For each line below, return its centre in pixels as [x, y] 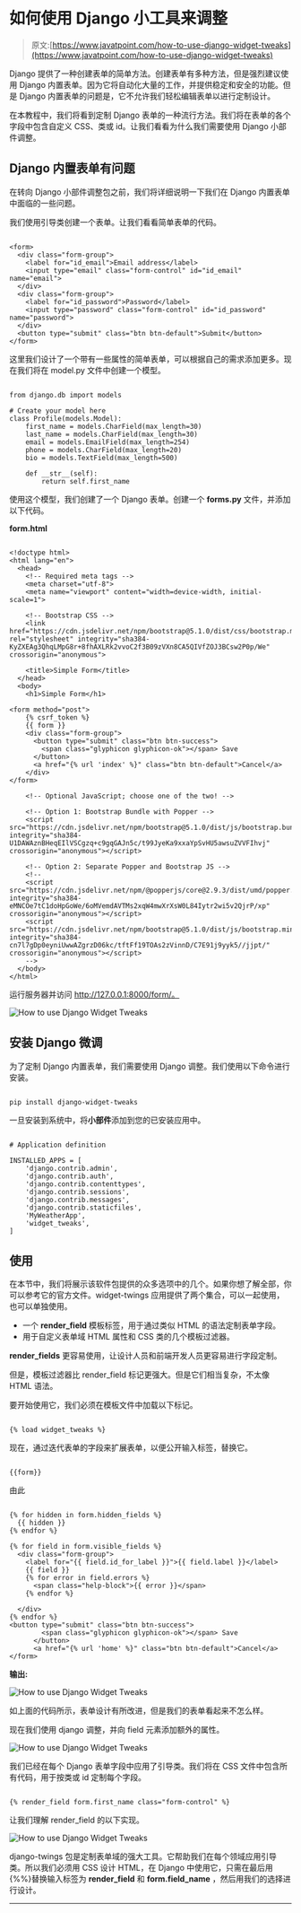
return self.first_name [86, 481]
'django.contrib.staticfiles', [84, 1208]
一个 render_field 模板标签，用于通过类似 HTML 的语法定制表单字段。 [151, 1325]
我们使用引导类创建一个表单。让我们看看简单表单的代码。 [115, 222]
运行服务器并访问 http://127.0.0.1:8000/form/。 [95, 994]
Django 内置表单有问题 [73, 168]
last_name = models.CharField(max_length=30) [112, 434]
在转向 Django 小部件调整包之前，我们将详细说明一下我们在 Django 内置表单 [150, 192]
